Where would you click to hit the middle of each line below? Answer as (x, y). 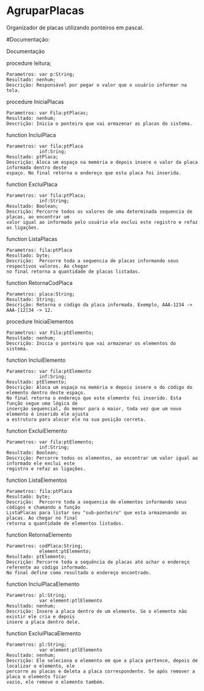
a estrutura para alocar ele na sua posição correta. (76, 419)
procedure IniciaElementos (40, 321)
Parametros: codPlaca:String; (45, 546)
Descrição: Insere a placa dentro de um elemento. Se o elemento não (97, 611)
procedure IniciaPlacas (35, 102)
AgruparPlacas (45, 11)
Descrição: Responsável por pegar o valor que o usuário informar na (97, 85)
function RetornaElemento (39, 534)
